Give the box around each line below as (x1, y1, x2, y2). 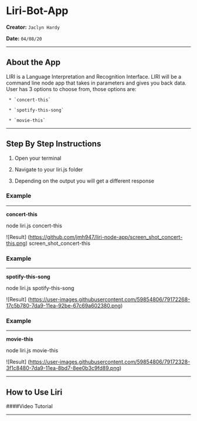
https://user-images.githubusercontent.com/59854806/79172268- (29, 296, 191, 303)
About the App (6, 58, 60, 68)
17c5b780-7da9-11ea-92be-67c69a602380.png (6, 302, 121, 309)
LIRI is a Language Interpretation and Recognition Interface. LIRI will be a (6, 73, 182, 80)
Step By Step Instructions (6, 139, 101, 149)
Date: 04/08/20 (6, 35, 42, 42)
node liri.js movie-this (6, 347, 59, 354)
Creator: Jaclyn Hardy (6, 23, 60, 31)
